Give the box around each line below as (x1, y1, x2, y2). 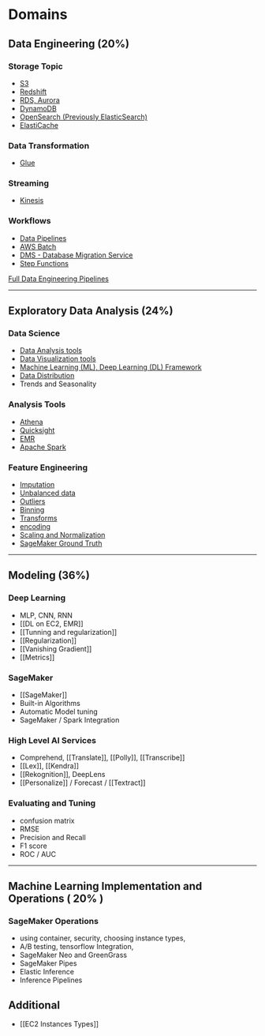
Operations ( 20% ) (8, 892, 104, 906)
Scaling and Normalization (19, 531, 106, 540)
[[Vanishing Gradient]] (19, 644, 92, 653)
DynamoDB (19, 103, 57, 113)
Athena (19, 417, 43, 426)
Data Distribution (19, 371, 75, 381)
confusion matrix (19, 816, 75, 825)
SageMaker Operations (8, 915, 99, 926)
